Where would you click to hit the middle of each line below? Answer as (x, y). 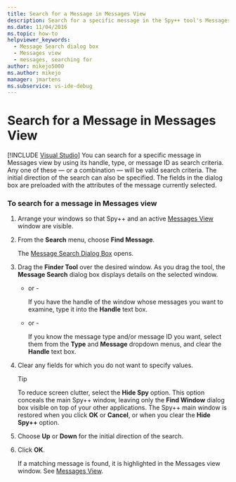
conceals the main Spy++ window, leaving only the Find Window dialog (121, 400)
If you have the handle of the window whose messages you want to (125, 302)
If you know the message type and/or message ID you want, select (125, 337)
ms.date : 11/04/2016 (38, 27)
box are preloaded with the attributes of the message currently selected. (112, 185)
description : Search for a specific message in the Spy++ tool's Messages (119, 20)
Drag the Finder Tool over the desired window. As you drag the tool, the (122, 267)
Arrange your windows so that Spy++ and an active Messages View (116, 218)
